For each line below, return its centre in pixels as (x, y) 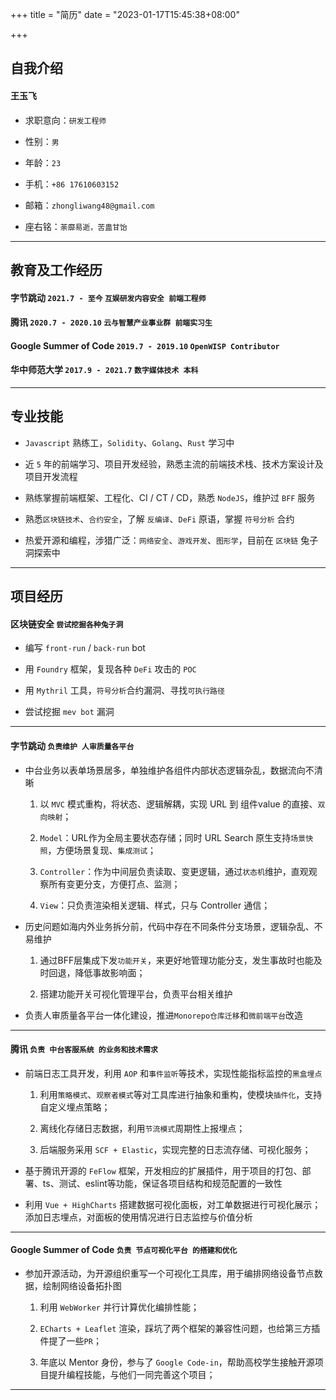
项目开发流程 (51, 476)
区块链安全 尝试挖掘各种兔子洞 (67, 624)
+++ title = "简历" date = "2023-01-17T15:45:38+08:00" (125, 14)
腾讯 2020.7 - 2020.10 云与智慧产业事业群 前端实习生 (111, 322)
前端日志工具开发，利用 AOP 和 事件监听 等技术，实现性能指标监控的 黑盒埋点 (173, 1073)
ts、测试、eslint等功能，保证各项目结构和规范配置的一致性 (162, 1183)
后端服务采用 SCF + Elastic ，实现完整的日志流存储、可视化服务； (175, 1149)
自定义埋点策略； (75, 1107)
